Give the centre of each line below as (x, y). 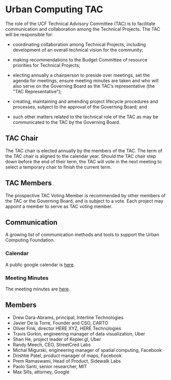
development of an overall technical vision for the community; (78, 50)
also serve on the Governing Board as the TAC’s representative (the (84, 86)
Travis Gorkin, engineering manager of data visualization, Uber (79, 333)
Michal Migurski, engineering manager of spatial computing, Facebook (87, 350)
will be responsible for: (29, 34)
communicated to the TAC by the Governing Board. (67, 122)
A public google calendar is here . (40, 264)
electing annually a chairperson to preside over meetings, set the (81, 75)
